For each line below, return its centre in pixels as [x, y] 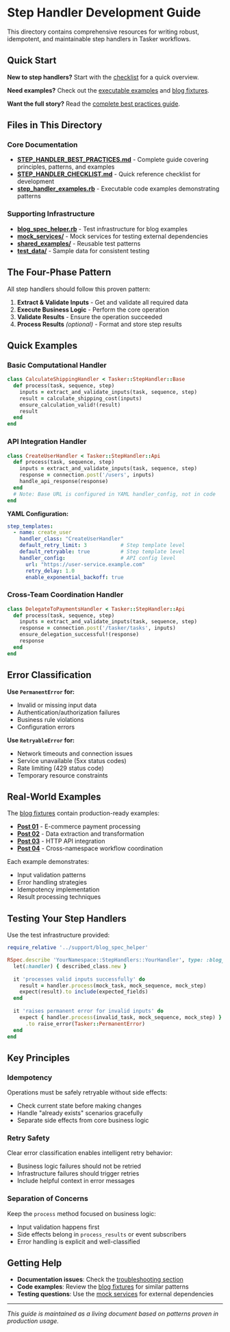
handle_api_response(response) [64, 482]
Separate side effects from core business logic [83, 1121]
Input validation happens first [58, 1227]
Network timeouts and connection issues [75, 753]
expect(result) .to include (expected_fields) [84, 992]
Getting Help [35, 1263]
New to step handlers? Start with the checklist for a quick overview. [103, 77]
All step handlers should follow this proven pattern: [79, 289]
